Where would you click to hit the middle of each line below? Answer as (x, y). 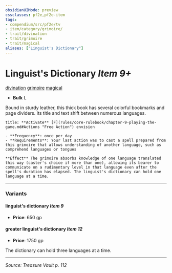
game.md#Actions (23, 127)
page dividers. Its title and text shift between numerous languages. (76, 113)
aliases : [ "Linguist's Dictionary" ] (44, 48)
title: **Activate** (27, 122)
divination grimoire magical (34, 88)
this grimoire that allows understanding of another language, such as (83, 145)
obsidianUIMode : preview (32, 10)
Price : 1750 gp (28, 240)
